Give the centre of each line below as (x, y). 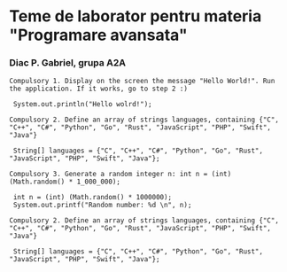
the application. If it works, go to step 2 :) (99, 89)
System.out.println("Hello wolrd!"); (82, 105)
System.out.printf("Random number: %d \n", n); (102, 206)
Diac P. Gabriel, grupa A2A (68, 63)
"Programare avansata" (98, 35)
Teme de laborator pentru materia (136, 16)
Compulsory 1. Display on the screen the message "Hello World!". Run (142, 82)
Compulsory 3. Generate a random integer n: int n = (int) (120, 175)
